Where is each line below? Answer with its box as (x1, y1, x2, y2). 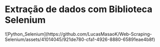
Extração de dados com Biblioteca (5, 4, 153, 15)
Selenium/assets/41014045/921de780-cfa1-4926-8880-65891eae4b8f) (5, 36, 155, 42)
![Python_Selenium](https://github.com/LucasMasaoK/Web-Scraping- (5, 31, 152, 37)
